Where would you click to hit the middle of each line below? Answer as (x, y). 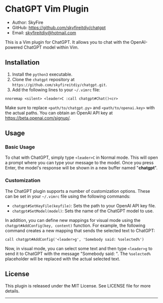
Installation (22, 62)
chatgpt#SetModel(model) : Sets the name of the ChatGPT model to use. (83, 211)
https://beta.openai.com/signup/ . (38, 118)
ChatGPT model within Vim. (51, 47)
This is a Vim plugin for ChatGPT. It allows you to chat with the (67, 42)
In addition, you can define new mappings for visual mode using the (73, 220)
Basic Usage (20, 147)
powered (14, 47)
